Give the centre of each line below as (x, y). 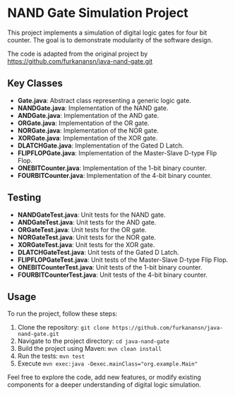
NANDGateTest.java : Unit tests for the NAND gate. (91, 215)
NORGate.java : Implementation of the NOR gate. (88, 130)
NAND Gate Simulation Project (98, 13)
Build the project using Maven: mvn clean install (90, 349)
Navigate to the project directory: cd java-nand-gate (94, 341)
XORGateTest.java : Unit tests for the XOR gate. (86, 244)
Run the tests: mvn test (51, 356)
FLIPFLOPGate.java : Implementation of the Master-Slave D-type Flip (117, 152)
